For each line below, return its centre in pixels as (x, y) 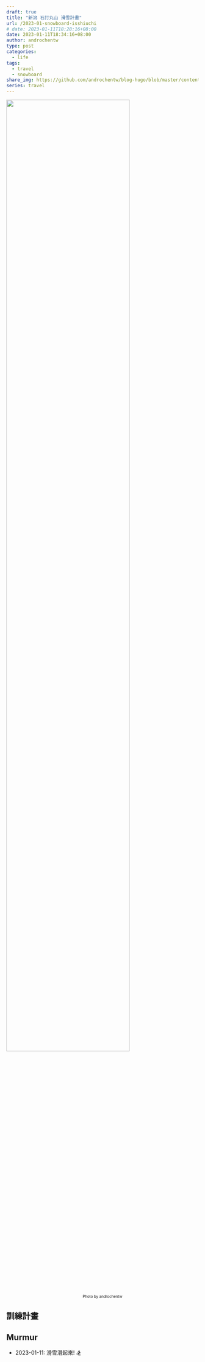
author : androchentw (33, 40)
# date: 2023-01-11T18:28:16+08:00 (52, 29)
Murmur (22, 1337)
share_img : (20, 80)
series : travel (26, 86)
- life (20, 57)
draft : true (21, 12)
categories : (21, 52)
